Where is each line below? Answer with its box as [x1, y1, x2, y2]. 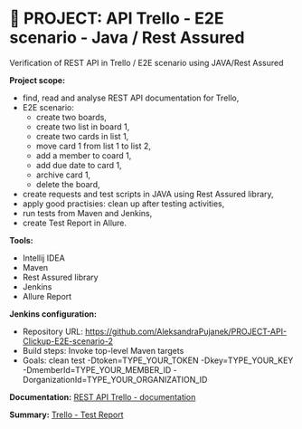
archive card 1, [35, 169, 91, 180]
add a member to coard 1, [35, 149, 132, 161]
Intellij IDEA [22, 253, 65, 263]
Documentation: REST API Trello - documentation [9, 391, 196, 402]
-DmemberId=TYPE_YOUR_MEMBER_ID [22, 364, 172, 375]
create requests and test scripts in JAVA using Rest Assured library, [22, 188, 274, 199]
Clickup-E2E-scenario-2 [22, 335, 113, 347]
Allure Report [22, 291, 72, 301]
